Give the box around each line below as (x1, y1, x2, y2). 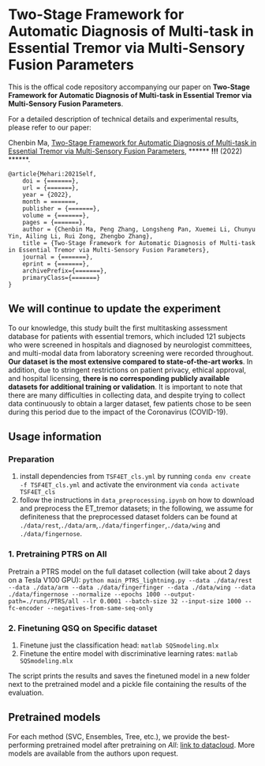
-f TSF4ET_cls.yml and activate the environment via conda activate (19, 480, 240, 489)
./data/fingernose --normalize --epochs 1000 (8, 591, 160, 598)
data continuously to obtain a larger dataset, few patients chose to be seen (8, 398, 252, 408)
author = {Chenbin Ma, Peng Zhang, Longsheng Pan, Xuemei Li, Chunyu (22, 225, 256, 233)
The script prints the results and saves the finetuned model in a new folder (8, 671, 251, 681)
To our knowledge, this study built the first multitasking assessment (8, 323, 228, 333)
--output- (162, 591, 196, 598)
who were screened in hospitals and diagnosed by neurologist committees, (8, 340, 252, 349)
